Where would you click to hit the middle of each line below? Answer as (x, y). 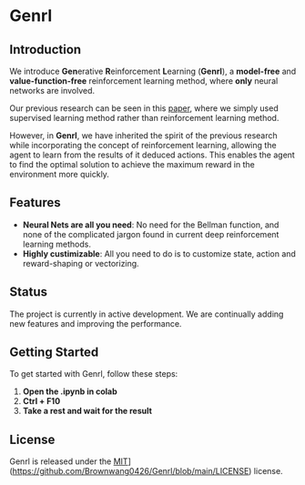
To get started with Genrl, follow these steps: (94, 374)
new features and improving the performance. (96, 323)
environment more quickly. (59, 174)
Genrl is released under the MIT (69, 461)
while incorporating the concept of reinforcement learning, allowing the (143, 145)
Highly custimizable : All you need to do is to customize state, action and (159, 253)
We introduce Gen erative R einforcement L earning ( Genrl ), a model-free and (153, 71)
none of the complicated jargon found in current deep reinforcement (151, 234)
